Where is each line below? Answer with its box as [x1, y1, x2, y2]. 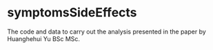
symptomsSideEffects [7, 5, 137, 21]
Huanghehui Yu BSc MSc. [7, 34, 81, 42]
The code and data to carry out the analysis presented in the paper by [7, 27, 207, 36]
